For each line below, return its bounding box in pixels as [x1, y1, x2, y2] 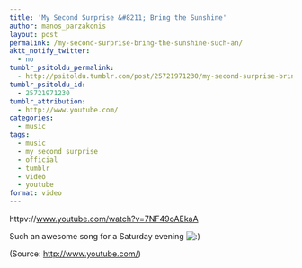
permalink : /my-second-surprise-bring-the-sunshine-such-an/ [9, 38, 244, 48]
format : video [9, 189, 63, 198]
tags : [9, 130, 30, 139]
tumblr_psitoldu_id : [9, 80, 87, 89]
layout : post [9, 30, 58, 39]
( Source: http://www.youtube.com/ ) [9, 248, 142, 259]
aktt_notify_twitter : [9, 47, 91, 56]
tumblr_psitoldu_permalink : [9, 64, 115, 73]
